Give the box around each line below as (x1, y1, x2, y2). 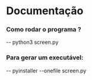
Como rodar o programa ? (6, 25, 81, 34)
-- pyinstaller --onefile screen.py (6, 67, 87, 74)
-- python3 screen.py (6, 39, 59, 46)
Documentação (6, 4, 84, 18)
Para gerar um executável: (6, 53, 84, 62)
